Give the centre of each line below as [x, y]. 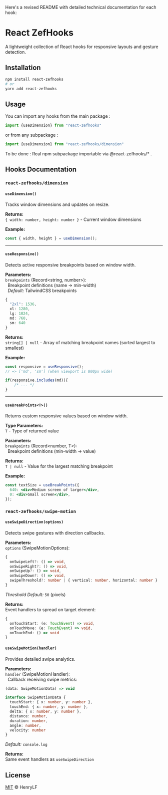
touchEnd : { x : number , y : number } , [49, 707]
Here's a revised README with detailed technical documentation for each [81, 7]
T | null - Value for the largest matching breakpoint [59, 466]
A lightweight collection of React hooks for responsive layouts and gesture [82, 47]
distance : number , [29, 716]
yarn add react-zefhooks [31, 89]
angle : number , [25, 725]
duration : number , [29, 721]
